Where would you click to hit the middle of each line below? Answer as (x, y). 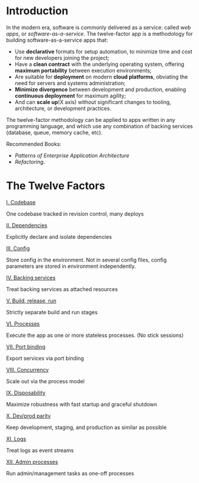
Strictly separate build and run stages (52, 312)
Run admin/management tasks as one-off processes (70, 473)
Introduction (37, 11)
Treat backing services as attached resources (62, 289)
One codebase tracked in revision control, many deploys (75, 214)
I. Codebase (21, 202)
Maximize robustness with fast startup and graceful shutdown (82, 404)
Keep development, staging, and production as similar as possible (86, 427)
